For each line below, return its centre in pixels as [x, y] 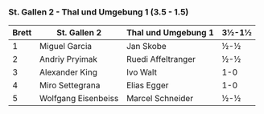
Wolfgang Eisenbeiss [79, 99]
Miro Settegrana [70, 85]
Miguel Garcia [66, 47]
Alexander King [68, 72]
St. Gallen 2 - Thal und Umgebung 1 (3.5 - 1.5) [99, 12]
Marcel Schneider [160, 99]
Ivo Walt [141, 72]
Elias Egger [147, 85]
